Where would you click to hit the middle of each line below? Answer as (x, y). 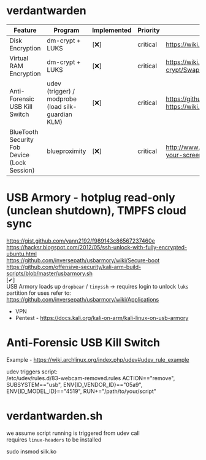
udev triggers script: (32, 372)
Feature (25, 30)
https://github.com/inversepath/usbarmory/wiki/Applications (83, 299)
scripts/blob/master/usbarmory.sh (50, 273)
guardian (59, 114)
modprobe (62, 99)
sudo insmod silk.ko (32, 451)
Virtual (19, 58)
